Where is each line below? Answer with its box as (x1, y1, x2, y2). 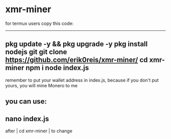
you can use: (5, 97, 47, 106)
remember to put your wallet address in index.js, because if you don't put (5, 77, 159, 83)
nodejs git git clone (5, 48, 67, 56)
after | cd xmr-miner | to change (5, 128, 73, 134)
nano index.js (5, 114, 49, 123)
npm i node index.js (25, 63, 89, 72)
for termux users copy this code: (5, 20, 74, 26)
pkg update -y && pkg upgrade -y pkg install (5, 40, 148, 49)
